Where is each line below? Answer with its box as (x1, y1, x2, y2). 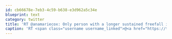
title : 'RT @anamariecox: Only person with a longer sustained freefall (5, 21, 164, 27)
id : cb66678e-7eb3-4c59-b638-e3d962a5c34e (5, 7, 97, 13)
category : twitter (5, 17, 45, 22)
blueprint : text (5, 12, 40, 17)
